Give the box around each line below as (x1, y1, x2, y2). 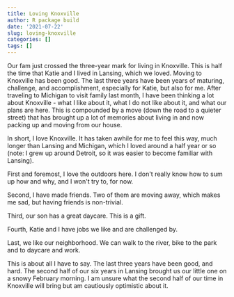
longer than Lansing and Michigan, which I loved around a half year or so (7, 142, 217, 150)
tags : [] (7, 42, 33, 49)
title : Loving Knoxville (7, 10, 79, 17)
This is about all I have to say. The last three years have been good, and (7, 259, 213, 268)
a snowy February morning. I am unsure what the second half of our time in (7, 274, 224, 282)
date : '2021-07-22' (7, 23, 64, 30)
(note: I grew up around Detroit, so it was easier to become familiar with (7, 149, 213, 157)
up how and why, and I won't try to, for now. (7, 177, 134, 185)
